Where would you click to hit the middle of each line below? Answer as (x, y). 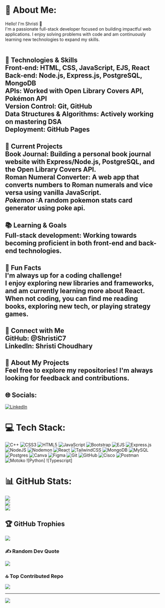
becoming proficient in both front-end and (71, 243)
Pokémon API (26, 99)
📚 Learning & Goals (36, 226)
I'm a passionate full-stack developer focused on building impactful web (78, 29)
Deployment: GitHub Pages (47, 129)
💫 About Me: (31, 10)
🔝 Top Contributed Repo (34, 576)
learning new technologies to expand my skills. (53, 39)
